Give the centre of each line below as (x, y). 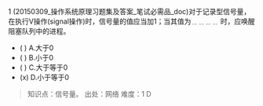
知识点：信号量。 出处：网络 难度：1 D (89, 94)
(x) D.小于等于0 (44, 77)
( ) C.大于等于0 (44, 68)
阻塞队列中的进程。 (39, 31)
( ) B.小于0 (36, 58)
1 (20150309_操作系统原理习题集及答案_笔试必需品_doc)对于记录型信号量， (130, 11)
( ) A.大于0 (37, 48)
